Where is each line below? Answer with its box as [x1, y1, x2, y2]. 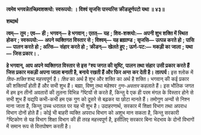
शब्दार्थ [6, 18, 19, 25]
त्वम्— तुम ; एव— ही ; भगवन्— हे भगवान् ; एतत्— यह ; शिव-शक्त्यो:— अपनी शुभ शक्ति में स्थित [6, 30, 188, 37]
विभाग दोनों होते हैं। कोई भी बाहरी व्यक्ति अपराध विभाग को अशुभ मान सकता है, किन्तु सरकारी [6, 109, 179, 116]
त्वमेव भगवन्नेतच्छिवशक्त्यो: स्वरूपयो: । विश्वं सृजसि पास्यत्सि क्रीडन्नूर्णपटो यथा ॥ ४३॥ [6, 6, 165, 13]
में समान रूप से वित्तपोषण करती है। [6, 123, 72, 130]
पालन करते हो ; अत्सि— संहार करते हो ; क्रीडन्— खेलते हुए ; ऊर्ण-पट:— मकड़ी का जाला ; [13, 43, 184, 50]
